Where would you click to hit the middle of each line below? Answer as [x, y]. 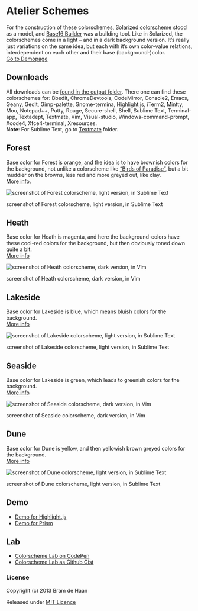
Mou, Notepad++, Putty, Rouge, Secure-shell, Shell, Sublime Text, [86, 110]
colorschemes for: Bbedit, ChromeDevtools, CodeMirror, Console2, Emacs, [98, 98]
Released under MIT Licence [41, 602]
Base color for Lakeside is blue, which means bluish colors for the [86, 311]
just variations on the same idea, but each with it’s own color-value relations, [99, 46]
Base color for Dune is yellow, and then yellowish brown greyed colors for [96, 448]
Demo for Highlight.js [40, 517]
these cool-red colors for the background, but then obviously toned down [96, 243]
